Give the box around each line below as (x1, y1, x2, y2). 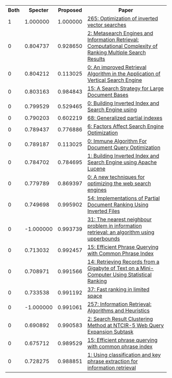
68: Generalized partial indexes (87, 115, 163, 121)
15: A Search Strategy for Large (87, 85, 164, 92)
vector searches (87, 22, 126, 28)
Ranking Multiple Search (87, 49, 146, 56)
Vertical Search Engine (87, 77, 142, 84)
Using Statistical (112, 271, 152, 278)
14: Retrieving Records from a (87, 258, 160, 265)
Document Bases (87, 91, 129, 98)
